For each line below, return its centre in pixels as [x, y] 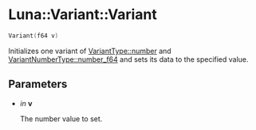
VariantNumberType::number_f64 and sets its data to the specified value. [128, 59]
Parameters [38, 84]
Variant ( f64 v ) [33, 36]
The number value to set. [61, 119]
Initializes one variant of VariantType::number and [90, 51]
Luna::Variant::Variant [83, 15]
